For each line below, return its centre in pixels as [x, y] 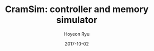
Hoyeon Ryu [77, 34]
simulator [77, 20]
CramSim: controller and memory [77, 9]
